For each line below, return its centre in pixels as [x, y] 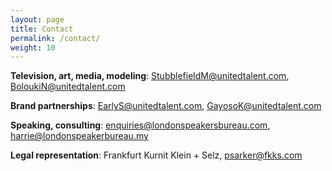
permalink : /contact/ [55, 38]
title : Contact [42, 29]
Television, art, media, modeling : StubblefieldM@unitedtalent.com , [150, 76]
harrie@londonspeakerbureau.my [79, 136]
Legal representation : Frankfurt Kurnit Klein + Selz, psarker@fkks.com [156, 155]
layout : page [37, 19]
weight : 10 [33, 47]
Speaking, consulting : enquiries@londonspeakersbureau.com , [140, 125]
